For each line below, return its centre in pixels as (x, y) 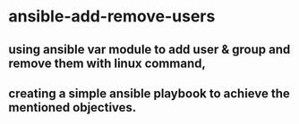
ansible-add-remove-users (112, 17)
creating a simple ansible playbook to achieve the (149, 93)
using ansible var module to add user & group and (149, 50)
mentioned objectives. (73, 107)
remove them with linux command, (107, 63)
